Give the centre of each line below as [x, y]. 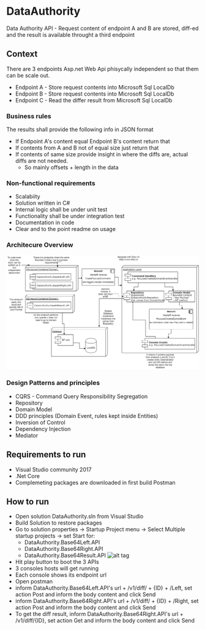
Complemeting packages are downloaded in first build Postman [95, 482]
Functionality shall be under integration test [70, 216]
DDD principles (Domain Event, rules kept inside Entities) [87, 416]
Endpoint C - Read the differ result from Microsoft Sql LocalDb [94, 100]
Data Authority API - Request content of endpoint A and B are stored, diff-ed [102, 28]
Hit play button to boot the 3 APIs [57, 562]
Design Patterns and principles [53, 383]
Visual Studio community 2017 [53, 469]
